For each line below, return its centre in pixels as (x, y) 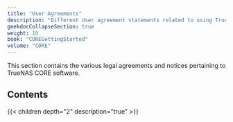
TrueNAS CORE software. (44, 73)
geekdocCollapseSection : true (51, 26)
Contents (28, 95)
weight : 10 (23, 33)
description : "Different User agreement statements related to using (110, 20)
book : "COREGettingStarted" (48, 40)
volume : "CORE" (29, 46)
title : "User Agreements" (44, 14)
